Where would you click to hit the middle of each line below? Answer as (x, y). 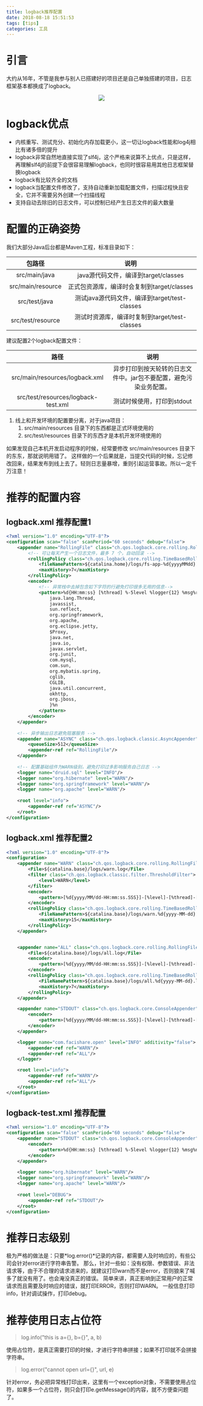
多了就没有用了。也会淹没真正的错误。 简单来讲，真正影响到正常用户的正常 (100, 1278)
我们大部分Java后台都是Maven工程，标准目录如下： (71, 247)
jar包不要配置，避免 (159, 378)
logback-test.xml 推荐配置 (56, 1113)
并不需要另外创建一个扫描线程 (68, 195)
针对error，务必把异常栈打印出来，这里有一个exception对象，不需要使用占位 (101, 1382)
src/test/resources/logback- (57, 397)
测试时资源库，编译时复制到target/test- (131, 317)
